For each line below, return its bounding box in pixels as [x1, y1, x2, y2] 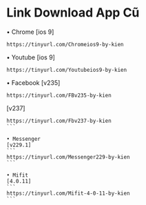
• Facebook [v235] [6, 78, 61, 87]
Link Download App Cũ [6, 5, 140, 21]
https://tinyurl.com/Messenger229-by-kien [6, 153, 130, 160]
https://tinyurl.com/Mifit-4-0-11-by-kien [6, 190, 130, 197]
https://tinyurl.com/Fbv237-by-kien [6, 117, 112, 124]
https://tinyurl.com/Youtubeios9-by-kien [6, 66, 127, 73]
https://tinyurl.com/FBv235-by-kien [6, 92, 112, 99]
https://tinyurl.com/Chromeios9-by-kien [6, 41, 125, 48]
